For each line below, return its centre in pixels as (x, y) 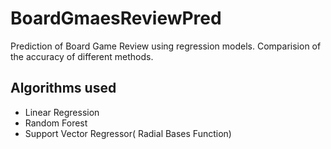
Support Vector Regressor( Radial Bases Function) (128, 133)
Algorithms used (63, 88)
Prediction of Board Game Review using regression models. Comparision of (166, 46)
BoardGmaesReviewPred (116, 18)
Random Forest (56, 123)
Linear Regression (62, 112)
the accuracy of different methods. (82, 56)
